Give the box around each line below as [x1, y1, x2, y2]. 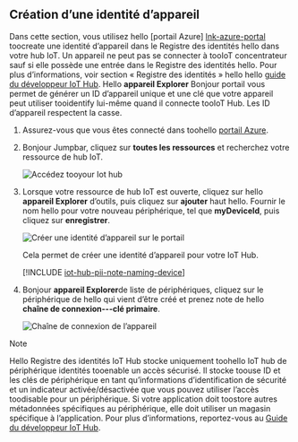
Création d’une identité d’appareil [9, 7, 200, 22]
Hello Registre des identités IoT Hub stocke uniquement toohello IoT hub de [9, 355, 287, 366]
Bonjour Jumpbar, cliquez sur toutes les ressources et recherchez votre [21, 142, 290, 152]
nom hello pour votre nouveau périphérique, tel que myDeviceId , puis [21, 205, 280, 216]
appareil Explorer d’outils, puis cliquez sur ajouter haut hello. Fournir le [21, 195, 286, 206]
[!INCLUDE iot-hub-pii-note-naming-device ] [21, 266, 185, 277]
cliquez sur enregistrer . [21, 214, 110, 225]
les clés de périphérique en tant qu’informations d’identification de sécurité [9, 374, 287, 385]
